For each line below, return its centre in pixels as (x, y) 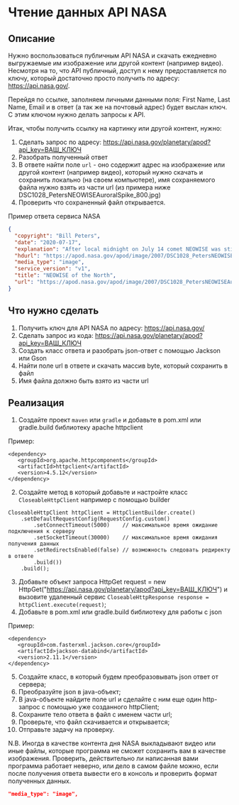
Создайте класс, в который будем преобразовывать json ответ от (118, 677)
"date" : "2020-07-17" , (48, 242)
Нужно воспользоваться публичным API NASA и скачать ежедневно (112, 55)
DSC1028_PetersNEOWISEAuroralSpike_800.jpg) (90, 195)
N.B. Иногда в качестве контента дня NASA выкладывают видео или (112, 743)
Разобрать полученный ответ (63, 157)
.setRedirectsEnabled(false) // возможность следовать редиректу (132, 550)
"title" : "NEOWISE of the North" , (65, 275)
